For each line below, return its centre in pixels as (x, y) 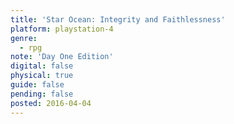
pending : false (42, 94)
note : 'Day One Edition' (62, 57)
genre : (24, 38)
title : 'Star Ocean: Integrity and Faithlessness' (118, 19)
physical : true (42, 76)
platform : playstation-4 (62, 29)
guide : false (37, 85)
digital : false (42, 66)
